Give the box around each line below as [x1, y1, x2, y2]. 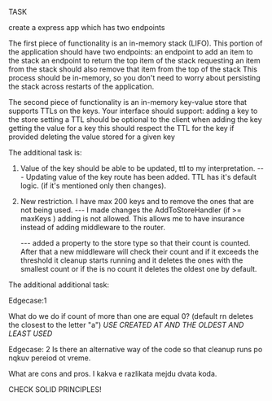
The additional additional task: [8, 280, 110, 290]
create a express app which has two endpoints [8, 23, 165, 32]
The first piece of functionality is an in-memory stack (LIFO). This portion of [8, 38, 263, 48]
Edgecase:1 [8, 296, 47, 305]
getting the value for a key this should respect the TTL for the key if [8, 124, 235, 133]
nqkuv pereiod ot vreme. [8, 353, 91, 363]
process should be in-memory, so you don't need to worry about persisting [8, 73, 261, 82]
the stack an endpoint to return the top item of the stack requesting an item [8, 56, 261, 65]
